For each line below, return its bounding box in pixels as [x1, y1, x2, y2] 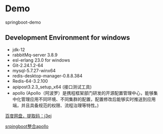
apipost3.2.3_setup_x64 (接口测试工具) [12, 84, 92, 90]
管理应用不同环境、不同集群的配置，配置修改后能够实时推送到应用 [21, 96, 156, 102]
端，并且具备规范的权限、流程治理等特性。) [12, 102, 99, 108]
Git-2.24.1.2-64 [12, 62, 44, 68]
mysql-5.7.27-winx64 [12, 67, 56, 73]
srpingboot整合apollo [5, 123, 49, 129]
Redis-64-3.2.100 [12, 78, 48, 84]
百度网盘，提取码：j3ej [5, 113, 52, 119]
